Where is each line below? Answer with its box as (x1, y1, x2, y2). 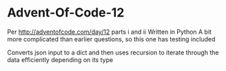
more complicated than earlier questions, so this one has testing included (7, 34, 216, 43)
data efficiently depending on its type (7, 55, 114, 63)
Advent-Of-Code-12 (7, 5, 125, 21)
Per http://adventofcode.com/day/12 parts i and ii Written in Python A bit (7, 28, 212, 36)
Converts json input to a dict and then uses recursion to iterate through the (7, 48, 219, 57)
